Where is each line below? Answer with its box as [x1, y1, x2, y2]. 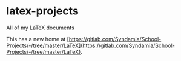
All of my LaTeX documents [6, 24, 74, 31]
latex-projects [6, 4, 79, 18]
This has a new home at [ [6, 35, 70, 42]
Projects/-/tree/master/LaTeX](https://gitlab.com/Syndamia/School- [6, 42, 176, 49]
